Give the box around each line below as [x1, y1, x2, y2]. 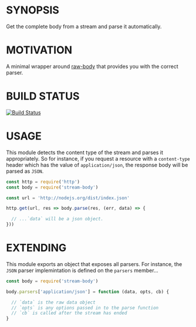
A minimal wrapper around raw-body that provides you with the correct [6, 63, 179, 70]
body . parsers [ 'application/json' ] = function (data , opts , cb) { [6, 288, 169, 295]
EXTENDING [6, 241, 67, 255]
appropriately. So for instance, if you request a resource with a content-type [6, 155, 190, 162]
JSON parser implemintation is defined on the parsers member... [6, 267, 158, 274]
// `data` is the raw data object [11, 299, 96, 305]
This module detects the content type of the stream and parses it [6, 149, 163, 156]
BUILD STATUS [6, 90, 80, 103]
